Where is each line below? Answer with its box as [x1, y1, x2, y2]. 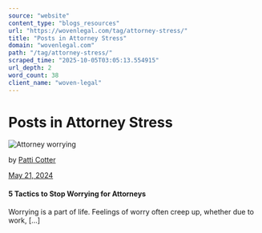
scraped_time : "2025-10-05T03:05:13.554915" [8, 57, 159, 65]
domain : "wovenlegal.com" [8, 42, 95, 50]
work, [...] [8, 215, 41, 225]
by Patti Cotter [8, 155, 56, 165]
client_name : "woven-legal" [8, 78, 103, 86]
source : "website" [8, 11, 70, 20]
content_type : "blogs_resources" [8, 19, 120, 27]
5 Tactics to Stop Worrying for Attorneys [8, 189, 147, 199]
